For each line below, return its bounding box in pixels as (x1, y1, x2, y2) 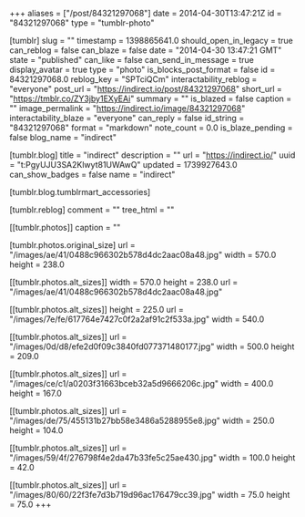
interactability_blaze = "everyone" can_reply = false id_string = (9, 113, 245, 123)
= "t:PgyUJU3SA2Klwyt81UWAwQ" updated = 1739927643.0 (9, 160, 239, 170)
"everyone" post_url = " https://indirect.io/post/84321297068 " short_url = (9, 84, 282, 94)
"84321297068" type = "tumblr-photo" (9, 17, 155, 28)
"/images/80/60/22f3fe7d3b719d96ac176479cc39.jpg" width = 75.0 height (9, 490, 290, 500)
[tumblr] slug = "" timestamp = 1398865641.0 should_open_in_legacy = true (9, 36, 293, 46)
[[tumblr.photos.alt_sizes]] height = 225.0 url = (9, 305, 184, 315)
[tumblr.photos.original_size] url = (9, 240, 136, 250)
